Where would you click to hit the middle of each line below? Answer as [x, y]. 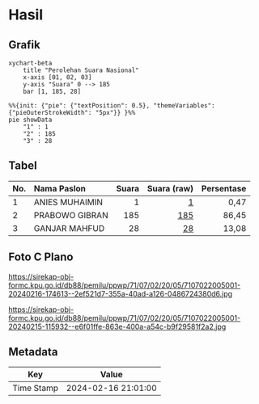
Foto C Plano [41, 257]
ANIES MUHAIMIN [68, 202]
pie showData [30, 120]
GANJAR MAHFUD [69, 228]
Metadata [33, 352]
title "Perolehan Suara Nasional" [81, 70]
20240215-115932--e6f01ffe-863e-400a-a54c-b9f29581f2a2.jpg [117, 326]
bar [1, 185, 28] [52, 91]
